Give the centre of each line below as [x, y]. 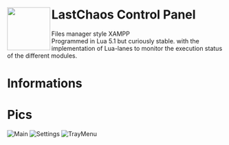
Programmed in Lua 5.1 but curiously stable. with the [125, 41]
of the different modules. [42, 56]
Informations [45, 83]
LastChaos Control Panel [123, 15]
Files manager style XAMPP [91, 34]
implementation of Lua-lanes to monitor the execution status [137, 48]
